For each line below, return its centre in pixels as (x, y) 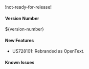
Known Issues (20, 62)
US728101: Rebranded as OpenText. (48, 51)
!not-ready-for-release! (28, 7)
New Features (20, 40)
